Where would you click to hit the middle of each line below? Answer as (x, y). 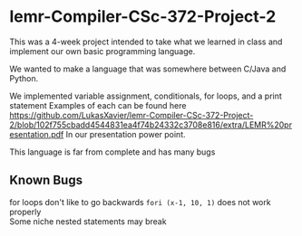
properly (25, 212)
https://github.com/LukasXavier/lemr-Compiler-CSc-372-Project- (132, 115)
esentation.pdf (37, 134)
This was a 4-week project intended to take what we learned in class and (146, 42)
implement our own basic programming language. (102, 51)
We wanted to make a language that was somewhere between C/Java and (148, 69)
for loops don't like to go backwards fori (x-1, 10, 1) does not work (140, 202)
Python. (24, 78)
